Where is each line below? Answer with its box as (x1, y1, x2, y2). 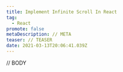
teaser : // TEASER (6, 37, 52, 43)
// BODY (6, 59, 27, 67)
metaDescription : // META (6, 31, 71, 38)
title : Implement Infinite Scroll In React (6, 8, 118, 15)
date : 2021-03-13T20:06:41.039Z (6, 43, 87, 49)
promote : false (6, 25, 45, 32)
